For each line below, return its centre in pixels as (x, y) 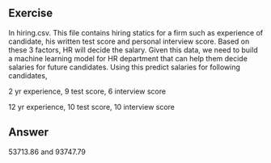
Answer (29, 132)
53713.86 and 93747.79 (47, 152)
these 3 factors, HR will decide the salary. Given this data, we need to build (133, 50)
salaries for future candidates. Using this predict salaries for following (125, 67)
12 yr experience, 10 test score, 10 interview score (92, 107)
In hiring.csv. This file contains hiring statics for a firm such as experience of (136, 32)
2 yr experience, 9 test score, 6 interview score (87, 91)
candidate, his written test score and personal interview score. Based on (129, 41)
